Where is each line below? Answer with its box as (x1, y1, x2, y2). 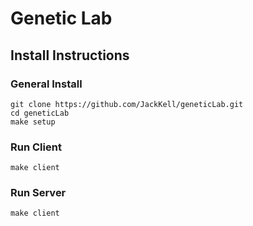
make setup (10, 117, 56, 127)
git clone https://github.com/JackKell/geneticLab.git (10, 99, 244, 109)
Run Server (10, 186, 67, 200)
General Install (10, 77, 83, 91)
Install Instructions (10, 47, 130, 64)
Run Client (10, 140, 62, 154)
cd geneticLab (10, 108, 70, 118)
